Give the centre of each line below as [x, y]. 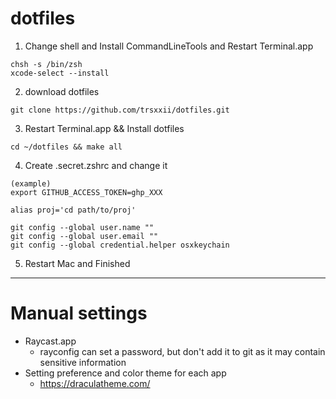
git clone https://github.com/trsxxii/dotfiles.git [120, 110]
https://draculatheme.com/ [95, 383]
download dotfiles [62, 91]
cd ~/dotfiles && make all [66, 147]
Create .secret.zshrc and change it [96, 165]
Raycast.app [50, 341]
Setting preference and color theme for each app [125, 373]
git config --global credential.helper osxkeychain [120, 245]
